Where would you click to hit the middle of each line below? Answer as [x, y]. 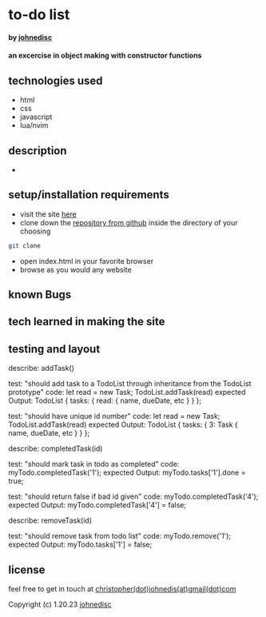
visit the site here [48, 214]
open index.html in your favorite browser [87, 261]
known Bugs [40, 295]
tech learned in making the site [87, 322]
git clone [25, 245]
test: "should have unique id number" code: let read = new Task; [114, 416]
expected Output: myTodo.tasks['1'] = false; [80, 544]
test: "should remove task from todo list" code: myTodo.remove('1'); [120, 536]
